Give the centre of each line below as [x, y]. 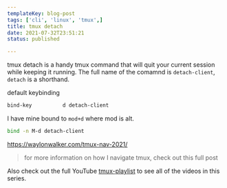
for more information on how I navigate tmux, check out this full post [121, 157]
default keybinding [34, 93]
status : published [33, 39]
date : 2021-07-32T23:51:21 [46, 33]
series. [17, 178]
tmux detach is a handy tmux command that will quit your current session [111, 65]
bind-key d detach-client [58, 105]
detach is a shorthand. [39, 79]
